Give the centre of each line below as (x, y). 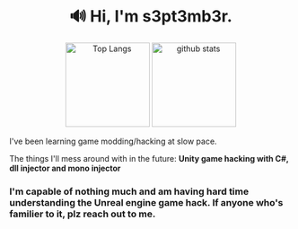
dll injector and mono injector (65, 168)
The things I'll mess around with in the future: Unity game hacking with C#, (149, 158)
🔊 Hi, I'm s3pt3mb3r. (151, 17)
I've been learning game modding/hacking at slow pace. (113, 141)
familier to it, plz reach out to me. (83, 214)
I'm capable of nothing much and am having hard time (129, 191)
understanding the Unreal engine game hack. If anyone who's (146, 202)
